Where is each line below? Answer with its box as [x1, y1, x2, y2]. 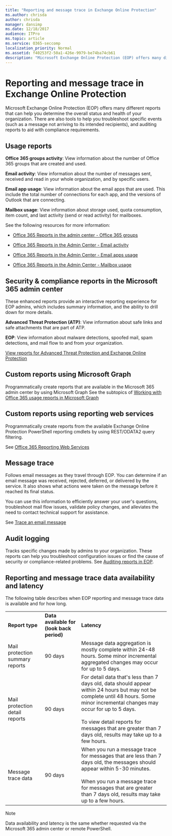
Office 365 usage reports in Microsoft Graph [5, 394, 99, 401]
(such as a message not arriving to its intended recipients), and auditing [5, 121, 157, 128]
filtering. [5, 434, 23, 440]
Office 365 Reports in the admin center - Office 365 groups [12, 232, 138, 238]
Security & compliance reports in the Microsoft [5, 277, 158, 285]
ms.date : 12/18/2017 [5, 27, 50, 32]
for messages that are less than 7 [81, 753, 162, 759]
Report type [8, 622, 38, 629]
